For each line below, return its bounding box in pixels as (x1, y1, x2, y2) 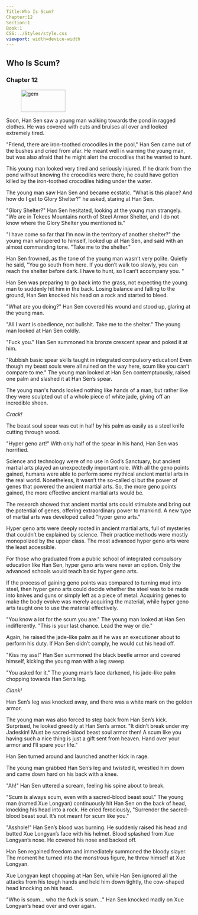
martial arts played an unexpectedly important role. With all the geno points (6, 464, 189, 471)
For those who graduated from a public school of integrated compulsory (6, 555, 182, 562)
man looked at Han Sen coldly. (6, 327, 80, 334)
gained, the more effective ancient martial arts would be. (6, 489, 144, 496)
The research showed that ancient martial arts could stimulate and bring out (6, 500, 191, 508)
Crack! (6, 410, 22, 418)
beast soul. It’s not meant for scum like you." (21, 812, 129, 819)
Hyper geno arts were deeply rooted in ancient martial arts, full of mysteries (6, 525, 191, 532)
